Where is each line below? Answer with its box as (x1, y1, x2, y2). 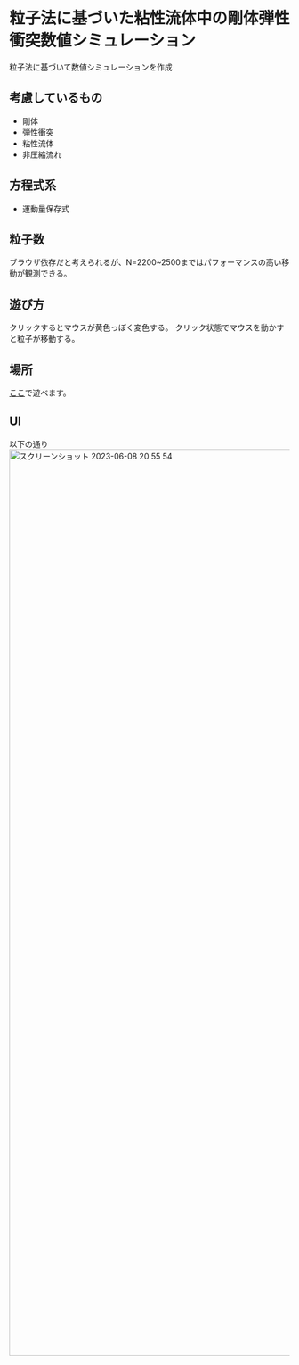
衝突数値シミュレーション (9, 30, 196, 51)
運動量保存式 (21, 203, 69, 214)
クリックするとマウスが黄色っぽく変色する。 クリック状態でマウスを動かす (9, 322, 285, 333)
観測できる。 (24, 269, 72, 279)
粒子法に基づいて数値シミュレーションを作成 (9, 62, 174, 72)
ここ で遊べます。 (9, 387, 71, 398)
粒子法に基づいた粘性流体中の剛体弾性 (9, 8, 291, 29)
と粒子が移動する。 (9, 334, 80, 344)
